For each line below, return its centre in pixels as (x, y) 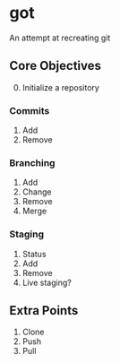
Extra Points (44, 311)
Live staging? (47, 282)
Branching (32, 162)
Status (34, 254)
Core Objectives (55, 66)
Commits (30, 110)
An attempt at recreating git (60, 38)
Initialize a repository (61, 87)
